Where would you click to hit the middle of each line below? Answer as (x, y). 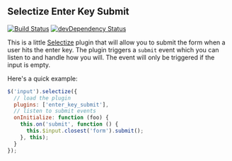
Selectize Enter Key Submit (68, 12)
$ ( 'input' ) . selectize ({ (42, 91)
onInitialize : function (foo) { (62, 118)
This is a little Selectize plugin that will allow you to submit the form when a (116, 42)
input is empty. (29, 65)
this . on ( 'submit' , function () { (69, 124)
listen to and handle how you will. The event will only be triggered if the (111, 57)
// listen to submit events (55, 111)
